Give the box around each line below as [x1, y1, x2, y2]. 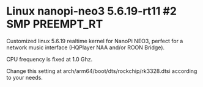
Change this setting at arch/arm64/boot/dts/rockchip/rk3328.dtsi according [6, 67, 197, 74]
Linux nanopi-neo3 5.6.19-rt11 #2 [6, 4, 177, 18]
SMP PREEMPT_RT [6, 17, 103, 31]
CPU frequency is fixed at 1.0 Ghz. [6, 55, 93, 63]
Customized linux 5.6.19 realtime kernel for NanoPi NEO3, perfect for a [6, 37, 183, 44]
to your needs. [6, 74, 43, 81]
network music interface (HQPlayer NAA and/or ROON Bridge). [6, 44, 165, 51]
